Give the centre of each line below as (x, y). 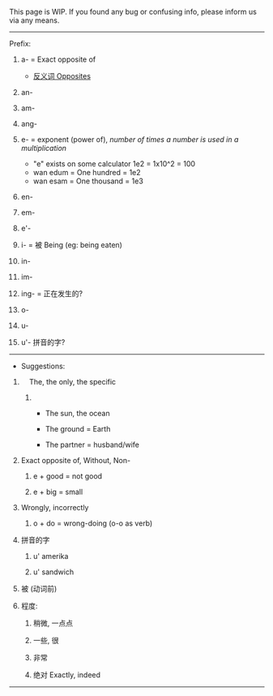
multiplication (44, 148)
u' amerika (51, 556)
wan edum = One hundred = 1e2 (87, 172)
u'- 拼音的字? (43, 342)
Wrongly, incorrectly (55, 507)
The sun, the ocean (77, 413)
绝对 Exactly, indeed (66, 675)
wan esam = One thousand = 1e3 (88, 181)
